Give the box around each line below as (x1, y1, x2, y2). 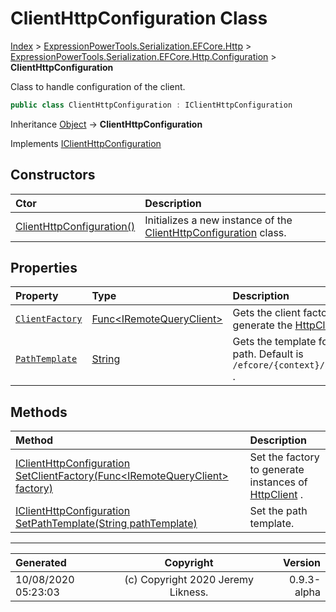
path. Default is (232, 347, 304, 361)
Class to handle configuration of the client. (10, 80, 186, 92)
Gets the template (232, 335, 317, 349)
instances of (249, 475, 308, 489)
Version (282, 556, 321, 570)
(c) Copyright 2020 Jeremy (124, 573, 254, 587)
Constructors (10, 167, 96, 184)
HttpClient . (249, 488, 303, 502)
